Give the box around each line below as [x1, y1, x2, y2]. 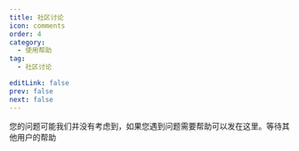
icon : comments [9, 21, 66, 30]
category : [9, 37, 46, 47]
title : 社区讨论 [9, 12, 64, 22]
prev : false [9, 86, 53, 96]
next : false [9, 95, 53, 104]
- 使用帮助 [17, 46, 53, 55]
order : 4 [9, 29, 42, 38]
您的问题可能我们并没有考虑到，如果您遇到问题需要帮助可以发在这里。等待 [9, 121, 282, 131]
